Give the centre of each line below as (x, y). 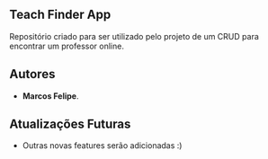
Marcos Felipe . (50, 96)
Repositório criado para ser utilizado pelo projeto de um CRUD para (134, 36)
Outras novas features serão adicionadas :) (102, 146)
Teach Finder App (60, 15)
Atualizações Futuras (70, 124)
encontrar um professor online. (67, 46)
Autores (32, 74)
